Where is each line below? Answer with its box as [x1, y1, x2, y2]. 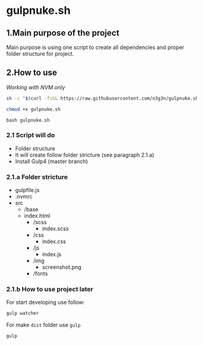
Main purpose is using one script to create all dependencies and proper [6, 44, 184, 51]
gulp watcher [6, 311, 39, 317]
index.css [42, 238, 66, 245]
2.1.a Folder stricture [6, 173, 68, 181]
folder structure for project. [6, 50, 74, 57]
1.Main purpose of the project [6, 28, 120, 38]
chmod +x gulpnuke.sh [6, 106, 61, 112]
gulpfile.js [14, 187, 40, 194]
